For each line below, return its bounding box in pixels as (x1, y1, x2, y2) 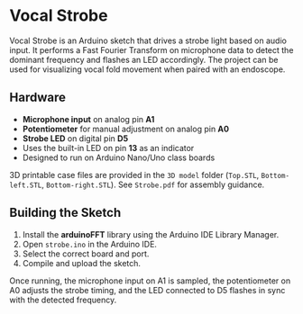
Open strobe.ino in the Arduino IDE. (22, 238, 158, 249)
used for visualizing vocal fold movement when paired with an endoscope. (9, 64, 286, 75)
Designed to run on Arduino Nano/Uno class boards (22, 152, 216, 163)
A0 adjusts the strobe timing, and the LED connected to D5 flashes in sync (9, 284, 286, 295)
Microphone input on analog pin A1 (22, 113, 155, 124)
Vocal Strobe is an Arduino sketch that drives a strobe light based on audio (9, 35, 287, 46)
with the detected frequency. (9, 294, 117, 305)
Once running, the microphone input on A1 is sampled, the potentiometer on (9, 275, 291, 286)
